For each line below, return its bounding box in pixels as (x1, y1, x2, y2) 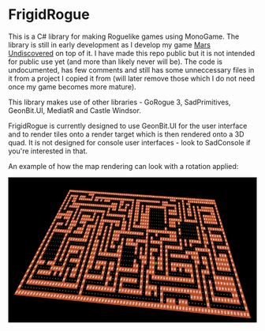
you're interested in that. (8, 146, 88, 156)
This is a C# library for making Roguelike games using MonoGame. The (8, 32, 240, 41)
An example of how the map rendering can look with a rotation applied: (8, 161, 239, 171)
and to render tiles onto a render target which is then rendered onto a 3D (8, 129, 244, 139)
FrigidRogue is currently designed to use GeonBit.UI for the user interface (8, 121, 248, 130)
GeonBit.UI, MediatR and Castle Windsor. (8, 105, 142, 115)
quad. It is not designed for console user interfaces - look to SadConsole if (8, 137, 251, 147)
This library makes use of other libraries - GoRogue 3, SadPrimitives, (8, 97, 231, 107)
